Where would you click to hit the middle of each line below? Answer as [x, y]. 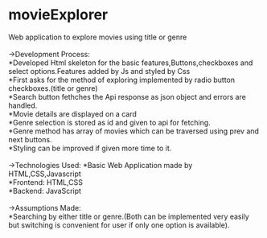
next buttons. [30, 139]
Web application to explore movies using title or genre [98, 37]
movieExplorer [58, 15]
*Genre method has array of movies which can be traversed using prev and [134, 131]
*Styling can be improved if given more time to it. [90, 148]
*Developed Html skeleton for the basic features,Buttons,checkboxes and [131, 63]
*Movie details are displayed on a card [72, 113]
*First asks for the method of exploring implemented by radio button [122, 80]
